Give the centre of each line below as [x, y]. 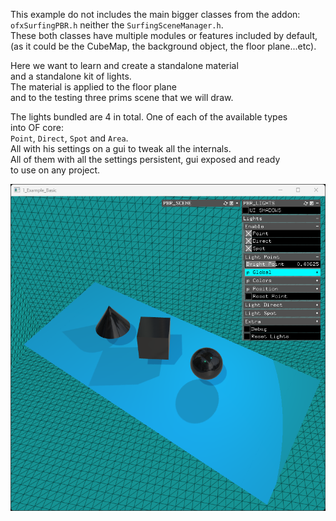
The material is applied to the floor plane [93, 87]
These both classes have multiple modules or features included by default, [164, 35]
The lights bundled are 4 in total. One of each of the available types [149, 117]
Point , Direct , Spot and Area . [69, 138]
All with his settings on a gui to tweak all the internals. [121, 148]
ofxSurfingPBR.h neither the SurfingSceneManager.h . [117, 25]
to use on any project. [55, 170]
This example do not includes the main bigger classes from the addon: [155, 14]
